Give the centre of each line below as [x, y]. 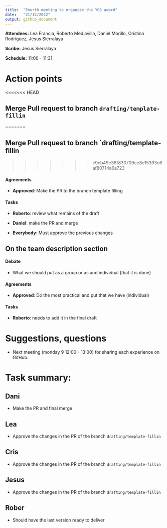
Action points [34, 79]
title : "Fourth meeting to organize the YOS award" [61, 10]
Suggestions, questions [56, 338]
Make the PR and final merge [42, 408]
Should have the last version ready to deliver [58, 520]
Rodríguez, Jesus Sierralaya [34, 39]
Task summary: [38, 378]
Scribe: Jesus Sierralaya [31, 49]
